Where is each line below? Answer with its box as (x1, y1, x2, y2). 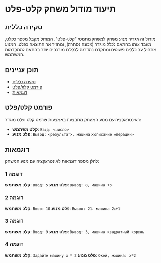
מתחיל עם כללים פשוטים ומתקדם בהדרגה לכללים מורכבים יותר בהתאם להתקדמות (5, 47, 157, 52)
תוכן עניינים (5, 66, 39, 74)
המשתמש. (5, 52, 24, 57)
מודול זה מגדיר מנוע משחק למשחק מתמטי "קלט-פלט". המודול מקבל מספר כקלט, (5, 36, 156, 42)
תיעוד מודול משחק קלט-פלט (5, 3, 116, 15)
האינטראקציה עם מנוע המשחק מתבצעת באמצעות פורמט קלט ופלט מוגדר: (5, 116, 141, 122)
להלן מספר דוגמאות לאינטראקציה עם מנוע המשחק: (5, 158, 99, 164)
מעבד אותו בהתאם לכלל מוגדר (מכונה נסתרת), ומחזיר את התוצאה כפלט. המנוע (5, 41, 152, 47)
